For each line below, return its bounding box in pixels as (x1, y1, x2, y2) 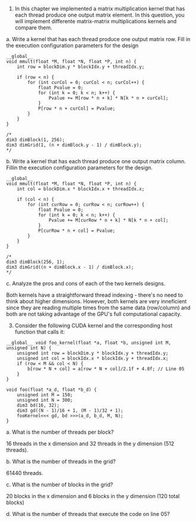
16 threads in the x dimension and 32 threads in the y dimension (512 (6, 440, 175, 447)
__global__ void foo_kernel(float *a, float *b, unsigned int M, (6, 340, 171, 346)
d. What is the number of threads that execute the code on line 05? (6, 511, 170, 517)
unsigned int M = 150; (17, 392, 73, 398)
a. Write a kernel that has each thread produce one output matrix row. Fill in (6, 36, 191, 42)
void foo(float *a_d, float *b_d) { (6, 387, 97, 393)
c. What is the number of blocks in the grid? (6, 481, 113, 488)
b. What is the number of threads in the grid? (6, 458, 116, 465)
